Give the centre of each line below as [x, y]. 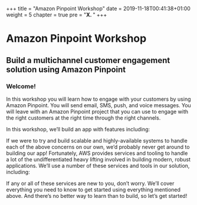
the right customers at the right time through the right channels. [83, 118]
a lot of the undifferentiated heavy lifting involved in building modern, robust [98, 159]
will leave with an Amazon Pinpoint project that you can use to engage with [97, 111]
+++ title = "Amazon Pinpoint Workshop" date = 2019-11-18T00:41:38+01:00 [98, 9]
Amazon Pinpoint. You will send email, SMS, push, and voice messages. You [99, 105]
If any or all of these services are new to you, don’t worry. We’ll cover [90, 183]
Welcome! [21, 86]
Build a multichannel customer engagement [88, 60]
